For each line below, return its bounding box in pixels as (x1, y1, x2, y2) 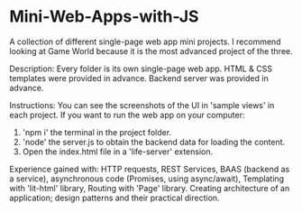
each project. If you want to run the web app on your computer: (9, 109, 245, 120)
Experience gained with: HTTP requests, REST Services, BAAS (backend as (9, 163, 290, 174)
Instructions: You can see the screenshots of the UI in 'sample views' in (9, 99, 275, 110)
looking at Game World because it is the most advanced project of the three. (9, 45, 293, 56)
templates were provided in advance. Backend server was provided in (9, 72, 269, 83)
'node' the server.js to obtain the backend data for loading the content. (22, 136, 286, 147)
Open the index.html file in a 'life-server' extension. (22, 146, 214, 157)
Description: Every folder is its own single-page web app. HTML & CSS (9, 63, 273, 74)
